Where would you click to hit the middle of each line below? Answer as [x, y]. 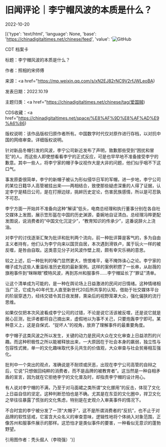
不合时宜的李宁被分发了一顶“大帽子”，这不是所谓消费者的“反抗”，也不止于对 [83, 410]
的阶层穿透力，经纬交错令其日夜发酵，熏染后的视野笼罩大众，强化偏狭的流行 [83, 296]
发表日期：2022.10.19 [27, 91]
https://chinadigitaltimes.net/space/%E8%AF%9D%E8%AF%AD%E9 [89, 118]
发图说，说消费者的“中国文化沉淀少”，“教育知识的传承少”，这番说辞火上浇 [80, 221]
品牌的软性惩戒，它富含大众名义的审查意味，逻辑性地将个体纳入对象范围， [81, 416]
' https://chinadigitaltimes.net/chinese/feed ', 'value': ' [59, 39]
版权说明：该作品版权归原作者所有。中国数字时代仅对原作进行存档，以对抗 [81, 133]
